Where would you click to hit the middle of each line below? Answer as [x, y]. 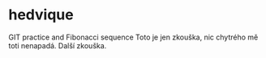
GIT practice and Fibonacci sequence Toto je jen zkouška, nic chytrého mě [133, 37]
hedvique [41, 15]
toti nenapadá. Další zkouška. [58, 45]
